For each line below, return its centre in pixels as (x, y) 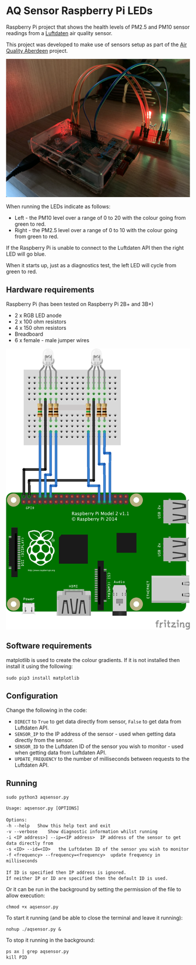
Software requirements (49, 646)
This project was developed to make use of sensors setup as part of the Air (97, 44)
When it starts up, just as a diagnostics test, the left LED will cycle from (91, 265)
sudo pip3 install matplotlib (43, 678)
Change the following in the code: (47, 710)
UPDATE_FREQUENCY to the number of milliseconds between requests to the (102, 759)
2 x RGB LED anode (38, 315)
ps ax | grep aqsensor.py (37, 952)
